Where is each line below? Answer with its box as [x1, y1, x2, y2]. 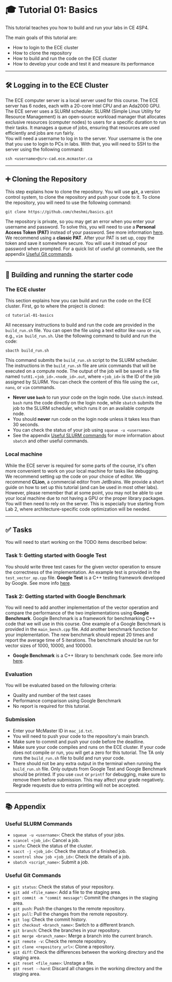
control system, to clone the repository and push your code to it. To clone [5, 194, 160, 200]
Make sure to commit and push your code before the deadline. [12, 739, 145, 745]
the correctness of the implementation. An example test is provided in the [5, 569, 160, 575]
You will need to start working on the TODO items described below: [5, 539, 147, 545]
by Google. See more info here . [5, 580, 71, 586]
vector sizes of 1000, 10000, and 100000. [5, 642, 93, 648]
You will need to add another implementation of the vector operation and [5, 604, 159, 610]
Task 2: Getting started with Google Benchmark [5, 592, 126, 600]
